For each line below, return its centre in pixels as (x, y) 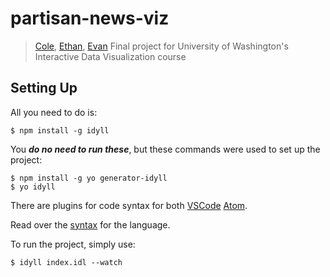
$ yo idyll (33, 187)
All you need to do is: (54, 112)
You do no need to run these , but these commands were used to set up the (165, 149)
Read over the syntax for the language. (90, 224)
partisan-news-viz (90, 18)
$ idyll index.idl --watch (66, 262)
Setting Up (44, 88)
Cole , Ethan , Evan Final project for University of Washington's (161, 46)
